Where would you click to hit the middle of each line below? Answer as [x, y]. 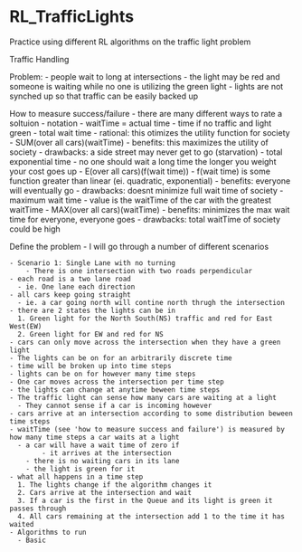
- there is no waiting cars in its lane [103, 461]
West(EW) [26, 326]
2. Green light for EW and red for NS [91, 334]
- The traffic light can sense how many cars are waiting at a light [143, 397]
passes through [38, 509]
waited [22, 524]
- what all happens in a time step [76, 477]
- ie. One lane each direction [76, 287]
